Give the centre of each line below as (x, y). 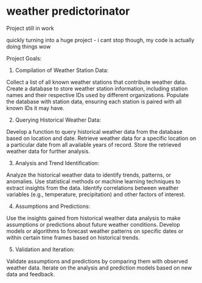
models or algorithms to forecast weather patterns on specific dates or (95, 231)
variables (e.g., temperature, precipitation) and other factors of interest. (96, 194)
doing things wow (29, 46)
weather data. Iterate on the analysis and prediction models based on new (99, 268)
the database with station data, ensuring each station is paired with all (94, 101)
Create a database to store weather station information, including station (97, 88)
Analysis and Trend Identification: (57, 163)
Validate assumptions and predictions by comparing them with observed (97, 261)
